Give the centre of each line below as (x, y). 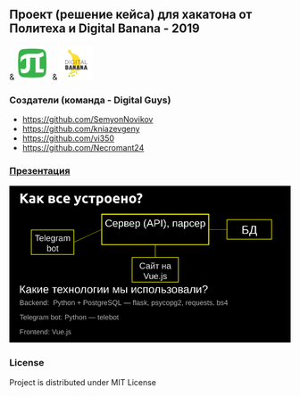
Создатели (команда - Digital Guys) (90, 100)
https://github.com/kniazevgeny (81, 129)
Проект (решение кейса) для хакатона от (131, 15)
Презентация (40, 171)
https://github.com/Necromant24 (83, 148)
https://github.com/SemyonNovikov (87, 120)
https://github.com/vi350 (68, 138)
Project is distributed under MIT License (83, 382)
